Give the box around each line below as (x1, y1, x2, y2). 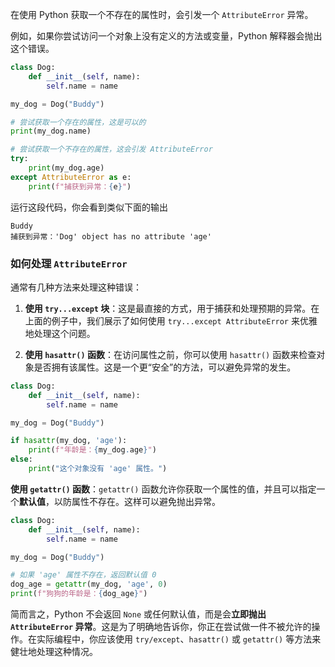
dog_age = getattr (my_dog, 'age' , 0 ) (10, 579, 168, 590)
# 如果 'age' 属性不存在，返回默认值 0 (10, 570, 157, 580)
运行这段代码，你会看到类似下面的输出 (10, 201, 168, 213)
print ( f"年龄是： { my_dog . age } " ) (28, 445, 157, 455)
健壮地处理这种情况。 (10, 646, 98, 658)
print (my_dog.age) (28, 163, 105, 173)
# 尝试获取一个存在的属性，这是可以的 (10, 117, 147, 127)
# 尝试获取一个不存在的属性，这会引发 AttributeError (10, 144, 213, 155)
